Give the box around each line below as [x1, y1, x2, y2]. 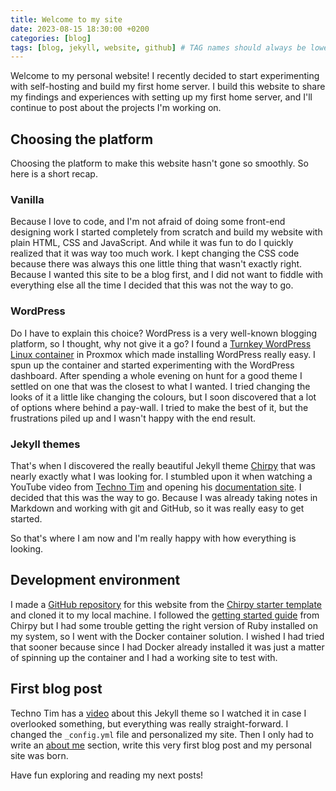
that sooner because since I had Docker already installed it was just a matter [10, 641, 325, 653]
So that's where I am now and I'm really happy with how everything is [10, 532, 297, 544]
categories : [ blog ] [10, 33, 92, 43]
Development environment [10, 572, 181, 589]
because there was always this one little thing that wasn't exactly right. [10, 258, 303, 270]
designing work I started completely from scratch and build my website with [10, 226, 323, 238]
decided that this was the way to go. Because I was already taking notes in [10, 491, 318, 503]
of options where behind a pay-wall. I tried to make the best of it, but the [10, 401, 309, 413]
